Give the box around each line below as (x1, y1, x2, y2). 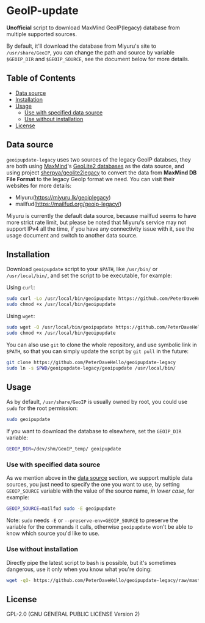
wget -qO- (6, 577, 32, 583)
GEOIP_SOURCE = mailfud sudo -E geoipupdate (6, 505, 116, 512)
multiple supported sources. (6, 30, 77, 37)
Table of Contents (6, 73, 76, 83)
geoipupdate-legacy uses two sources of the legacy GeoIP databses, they (6, 155, 191, 163)
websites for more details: (6, 182, 72, 189)
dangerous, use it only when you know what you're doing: (6, 565, 152, 573)
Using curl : (6, 284, 35, 291)
